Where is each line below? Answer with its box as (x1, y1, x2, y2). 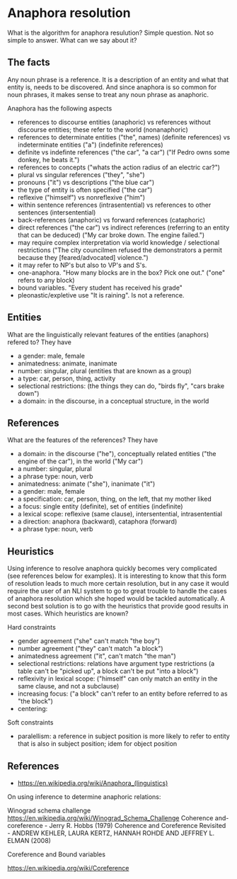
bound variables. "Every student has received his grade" (17, 283, 183, 292)
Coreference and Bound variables (7, 850, 106, 858)
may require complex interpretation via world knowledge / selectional (17, 238, 220, 246)
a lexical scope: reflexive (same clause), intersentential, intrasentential (17, 510, 223, 518)
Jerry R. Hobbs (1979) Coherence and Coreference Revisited (49, 822, 226, 829)
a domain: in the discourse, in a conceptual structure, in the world (17, 397, 209, 405)
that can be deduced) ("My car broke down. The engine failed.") (17, 230, 205, 239)
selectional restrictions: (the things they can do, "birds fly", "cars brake (17, 381, 225, 390)
